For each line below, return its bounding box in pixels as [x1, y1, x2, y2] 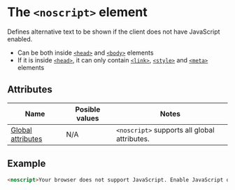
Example [7, 158, 46, 170]
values [76, 113, 99, 123]
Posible [75, 104, 101, 114]
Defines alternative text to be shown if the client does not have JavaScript [7, 27, 220, 36]
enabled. [7, 34, 33, 43]
